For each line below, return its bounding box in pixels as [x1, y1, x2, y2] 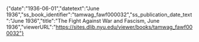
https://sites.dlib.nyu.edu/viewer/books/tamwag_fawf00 [55, 23, 193, 30]
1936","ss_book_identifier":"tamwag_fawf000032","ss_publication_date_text [6, 11, 192, 18]
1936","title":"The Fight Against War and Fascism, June [25, 17, 160, 24]
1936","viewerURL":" [6, 23, 56, 30]
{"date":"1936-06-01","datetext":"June [6, 5, 100, 12]
